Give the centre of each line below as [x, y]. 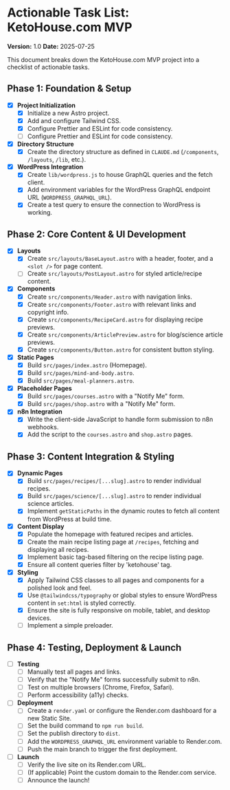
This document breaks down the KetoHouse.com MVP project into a [103, 59]
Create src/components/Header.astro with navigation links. [110, 297]
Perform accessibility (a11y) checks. [78, 695]
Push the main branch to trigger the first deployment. [102, 749]
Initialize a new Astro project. [68, 113]
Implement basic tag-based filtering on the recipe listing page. [115, 557]
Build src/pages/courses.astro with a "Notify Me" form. [106, 396]
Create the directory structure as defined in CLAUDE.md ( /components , [123, 152]
